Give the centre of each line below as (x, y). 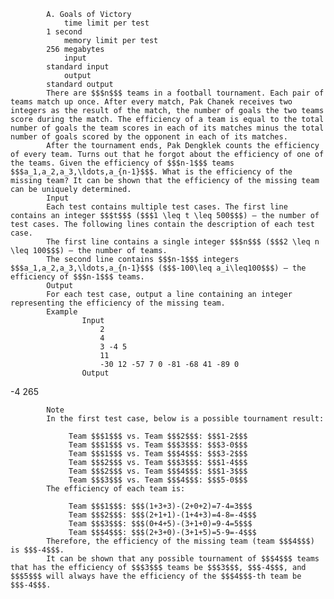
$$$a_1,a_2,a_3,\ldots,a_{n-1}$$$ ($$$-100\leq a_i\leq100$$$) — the (158, 268)
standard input (78, 67)
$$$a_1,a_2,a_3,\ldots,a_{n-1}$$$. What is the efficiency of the (151, 172)
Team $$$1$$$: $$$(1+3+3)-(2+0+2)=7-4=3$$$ (160, 506)
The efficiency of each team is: (116, 489)
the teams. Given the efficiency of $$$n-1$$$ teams (122, 163)
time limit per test (106, 23)
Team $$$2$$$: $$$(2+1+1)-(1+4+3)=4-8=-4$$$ (162, 515)
